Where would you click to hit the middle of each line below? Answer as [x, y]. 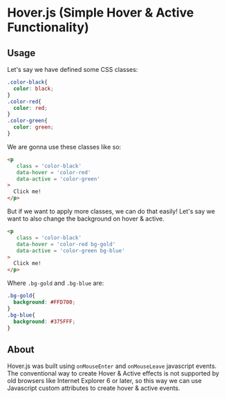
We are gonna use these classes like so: [64, 147]
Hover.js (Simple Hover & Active [101, 13]
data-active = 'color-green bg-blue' [71, 250]
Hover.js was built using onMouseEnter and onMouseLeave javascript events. [112, 366]
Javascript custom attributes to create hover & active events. [94, 388]
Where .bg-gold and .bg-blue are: [56, 283]
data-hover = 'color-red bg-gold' [66, 244]
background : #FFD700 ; [45, 302]
